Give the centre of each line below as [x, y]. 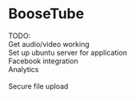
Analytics [24, 69]
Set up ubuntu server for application [68, 52]
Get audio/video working [49, 44]
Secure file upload [38, 86]
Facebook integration [43, 61]
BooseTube [46, 14]
